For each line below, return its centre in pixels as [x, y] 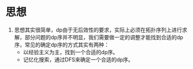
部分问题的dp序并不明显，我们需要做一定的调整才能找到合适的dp [104, 37]
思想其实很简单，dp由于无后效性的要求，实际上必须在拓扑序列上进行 [98, 30]
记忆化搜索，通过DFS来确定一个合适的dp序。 [78, 59]
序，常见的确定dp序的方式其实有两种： [61, 45]
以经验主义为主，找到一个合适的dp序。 [70, 52]
